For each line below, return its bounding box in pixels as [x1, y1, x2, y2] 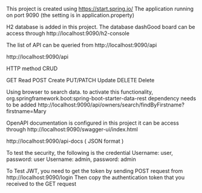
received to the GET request [6, 180, 77, 187]
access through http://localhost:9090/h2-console [6, 30, 130, 37]
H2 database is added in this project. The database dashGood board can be [6, 24, 195, 30]
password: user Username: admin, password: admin [6, 155, 136, 163]
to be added [6, 101, 37, 108]
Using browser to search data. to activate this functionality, [6, 88, 153, 96]
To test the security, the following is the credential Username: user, [6, 149, 174, 156]
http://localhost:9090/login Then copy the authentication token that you [6, 174, 185, 181]
